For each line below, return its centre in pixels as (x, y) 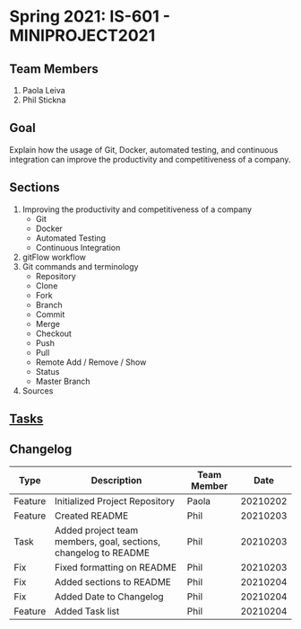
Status (47, 371)
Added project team (97, 530)
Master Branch (63, 381)
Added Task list (87, 611)
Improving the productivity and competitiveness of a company (137, 209)
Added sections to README (113, 581)
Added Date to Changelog (109, 597)
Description (116, 480)
